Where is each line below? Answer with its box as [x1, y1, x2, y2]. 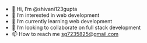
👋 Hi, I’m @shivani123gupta [11, 6, 78, 12]
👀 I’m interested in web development [11, 12, 100, 19]
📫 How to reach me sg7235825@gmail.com [11, 31, 118, 37]
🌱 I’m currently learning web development [11, 18, 113, 24]
